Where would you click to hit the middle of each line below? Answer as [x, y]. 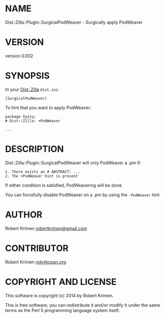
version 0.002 [19, 56]
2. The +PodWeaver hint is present [42, 176]
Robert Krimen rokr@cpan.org [36, 262]
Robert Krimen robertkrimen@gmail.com [46, 228]
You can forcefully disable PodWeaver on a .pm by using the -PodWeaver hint [82, 195]
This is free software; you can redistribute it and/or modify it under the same [82, 305]
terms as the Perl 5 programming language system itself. [62, 310]
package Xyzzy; [21, 116]
